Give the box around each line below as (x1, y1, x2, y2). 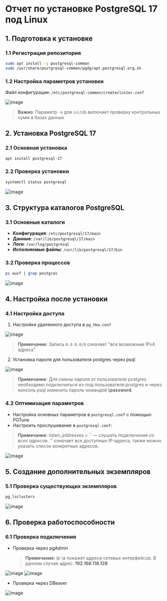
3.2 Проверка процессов (5, 259, 70, 266)
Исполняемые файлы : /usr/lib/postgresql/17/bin (12, 246, 122, 252)
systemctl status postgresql (5, 179, 67, 185)
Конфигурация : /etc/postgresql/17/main (12, 230, 101, 237)
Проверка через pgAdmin (12, 545, 68, 551)
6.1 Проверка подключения (5, 533, 76, 540)
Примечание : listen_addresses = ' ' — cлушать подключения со (17, 432, 154, 438)
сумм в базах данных (17, 114, 65, 120)
